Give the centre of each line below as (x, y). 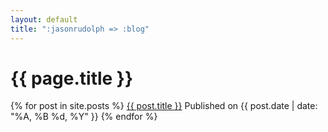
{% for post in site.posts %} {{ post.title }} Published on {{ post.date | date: (164, 106)
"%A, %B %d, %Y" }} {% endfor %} (84, 117)
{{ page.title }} (72, 78)
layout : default (44, 19)
